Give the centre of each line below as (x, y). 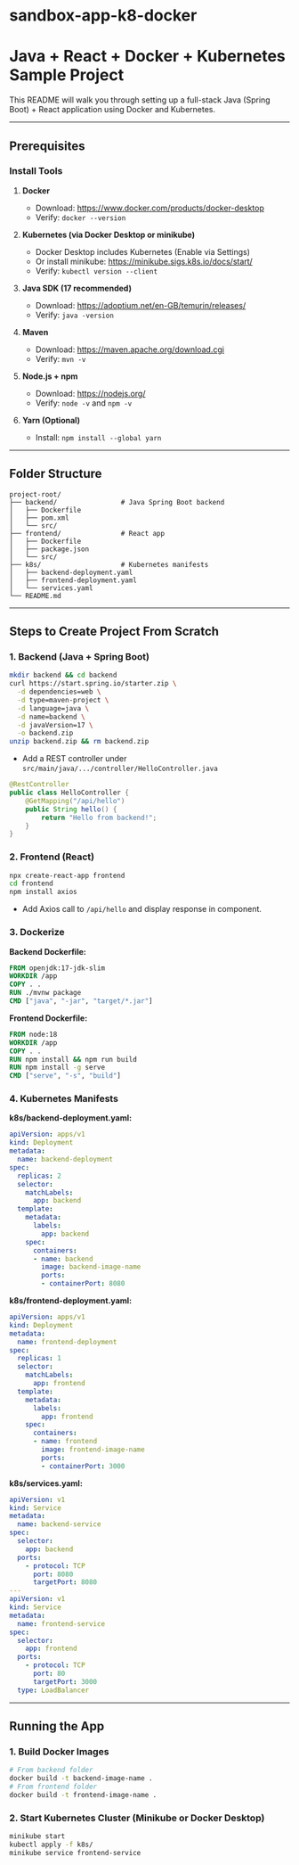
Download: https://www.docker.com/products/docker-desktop (150, 208)
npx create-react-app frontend (67, 875)
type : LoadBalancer (53, 1690)
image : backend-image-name (91, 1267)
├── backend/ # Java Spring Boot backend (117, 502)
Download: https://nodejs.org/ (90, 393)
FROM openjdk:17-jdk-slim (57, 968)
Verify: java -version (74, 315)
